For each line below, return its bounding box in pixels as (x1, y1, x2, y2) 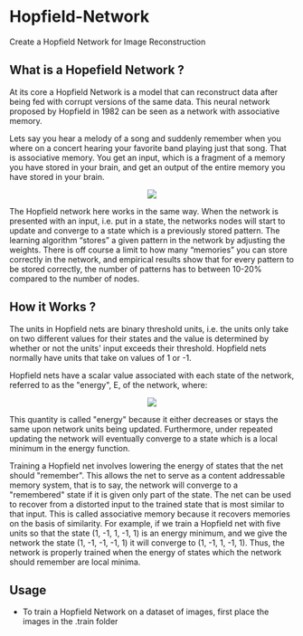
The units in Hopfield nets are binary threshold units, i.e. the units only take (9, 323, 289, 334)
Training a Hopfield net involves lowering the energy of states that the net (9, 460, 283, 471)
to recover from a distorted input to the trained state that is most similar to (9, 498, 285, 509)
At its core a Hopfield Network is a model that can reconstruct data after (9, 86, 279, 97)
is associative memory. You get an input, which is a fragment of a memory (9, 152, 286, 163)
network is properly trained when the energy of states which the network (9, 546, 282, 557)
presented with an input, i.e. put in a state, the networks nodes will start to (9, 215, 286, 226)
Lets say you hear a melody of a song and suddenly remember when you (9, 133, 282, 144)
